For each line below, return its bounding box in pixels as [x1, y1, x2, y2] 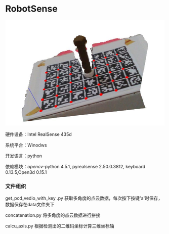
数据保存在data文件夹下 [5, 202, 55, 208]
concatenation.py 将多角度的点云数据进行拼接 [5, 212, 101, 218]
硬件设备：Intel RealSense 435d [5, 131, 72, 137]
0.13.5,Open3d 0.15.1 [5, 169, 47, 175]
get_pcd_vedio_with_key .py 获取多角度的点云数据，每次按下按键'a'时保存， [5, 195, 163, 201]
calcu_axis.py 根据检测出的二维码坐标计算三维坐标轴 [5, 223, 114, 229]
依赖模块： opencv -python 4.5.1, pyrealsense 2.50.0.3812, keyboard [5, 164, 146, 170]
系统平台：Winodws [5, 142, 47, 148]
